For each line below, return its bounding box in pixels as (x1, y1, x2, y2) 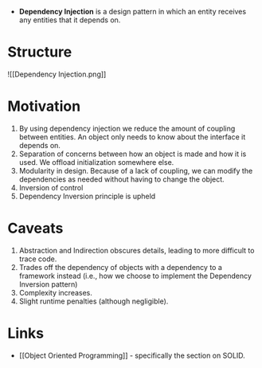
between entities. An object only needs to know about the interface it (18, 131, 246, 142)
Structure (7, 43, 72, 61)
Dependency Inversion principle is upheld (18, 191, 156, 201)
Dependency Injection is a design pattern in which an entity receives (18, 7, 247, 16)
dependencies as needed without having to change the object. (18, 174, 225, 184)
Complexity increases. (18, 288, 93, 297)
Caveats (7, 219, 64, 237)
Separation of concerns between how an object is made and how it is (18, 149, 247, 159)
